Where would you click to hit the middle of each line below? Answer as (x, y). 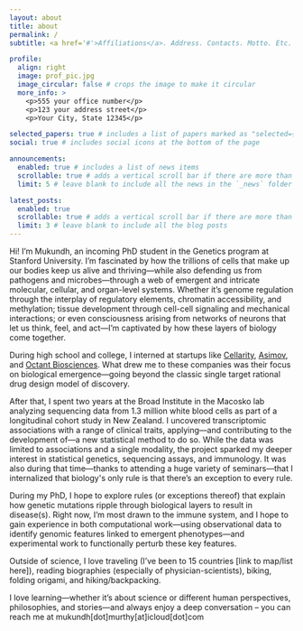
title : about (34, 26)
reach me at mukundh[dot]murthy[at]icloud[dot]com (107, 617)
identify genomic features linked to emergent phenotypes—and (127, 534)
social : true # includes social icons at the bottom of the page (134, 143)
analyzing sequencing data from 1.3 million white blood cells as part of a (143, 411)
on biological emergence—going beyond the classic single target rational (145, 374)
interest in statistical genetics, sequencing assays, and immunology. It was (148, 459)
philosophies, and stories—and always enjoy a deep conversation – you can (150, 607)
